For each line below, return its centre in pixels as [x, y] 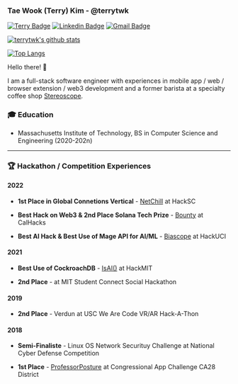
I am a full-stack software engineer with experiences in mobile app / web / [116, 81]
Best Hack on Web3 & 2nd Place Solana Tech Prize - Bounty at [110, 215]
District [28, 375]
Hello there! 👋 [27, 67]
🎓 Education [30, 115]
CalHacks [32, 222]
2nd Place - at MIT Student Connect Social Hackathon [97, 281]
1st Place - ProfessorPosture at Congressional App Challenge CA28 [117, 367]
